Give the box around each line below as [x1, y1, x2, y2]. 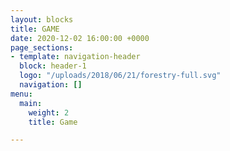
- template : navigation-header [10, 52, 141, 62]
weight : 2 [28, 107, 70, 118]
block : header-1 [19, 61, 87, 71]
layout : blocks [10, 14, 74, 25]
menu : [10, 89, 33, 99]
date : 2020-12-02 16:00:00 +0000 [10, 33, 150, 43]
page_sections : [10, 42, 74, 53]
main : [19, 98, 43, 108]
